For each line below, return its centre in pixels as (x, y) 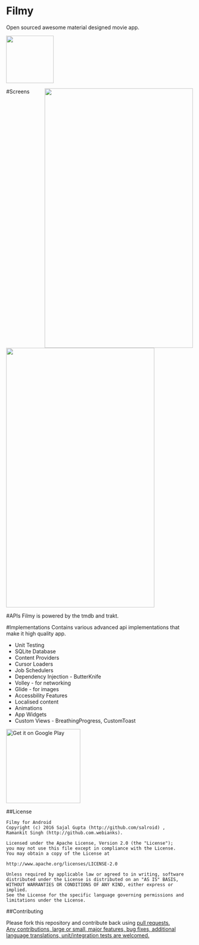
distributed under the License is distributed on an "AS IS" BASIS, (92, 879)
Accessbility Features (41, 695)
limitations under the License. (46, 900)
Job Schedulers (34, 670)
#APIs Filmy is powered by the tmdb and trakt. (62, 616)
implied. (17, 890)
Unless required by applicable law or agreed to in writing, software (95, 874)
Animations (28, 708)
